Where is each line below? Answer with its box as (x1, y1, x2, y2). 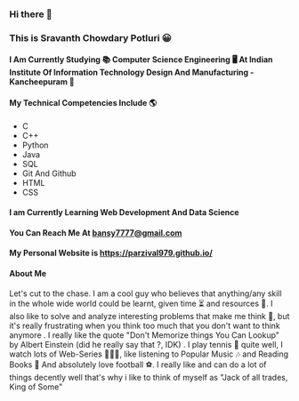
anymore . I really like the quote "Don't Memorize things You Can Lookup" (9, 329, 280, 341)
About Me (9, 269, 47, 279)
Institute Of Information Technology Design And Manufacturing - (9, 67, 255, 78)
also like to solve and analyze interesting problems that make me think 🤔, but (9, 310, 290, 321)
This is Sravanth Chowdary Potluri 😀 (9, 31, 172, 44)
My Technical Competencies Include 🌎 (9, 98, 158, 108)
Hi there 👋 (9, 8, 53, 20)
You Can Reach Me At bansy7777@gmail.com (9, 227, 182, 238)
